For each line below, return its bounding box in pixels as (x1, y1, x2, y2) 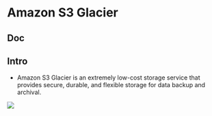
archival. (16, 88, 42, 97)
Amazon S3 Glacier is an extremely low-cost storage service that (16, 73, 200, 82)
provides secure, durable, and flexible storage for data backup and (16, 81, 206, 89)
